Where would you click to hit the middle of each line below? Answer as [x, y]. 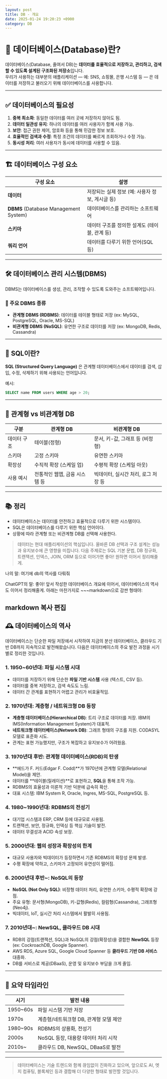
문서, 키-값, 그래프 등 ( [119, 439]
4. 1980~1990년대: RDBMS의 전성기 [48, 808]
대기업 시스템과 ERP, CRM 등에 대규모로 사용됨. [58, 819]
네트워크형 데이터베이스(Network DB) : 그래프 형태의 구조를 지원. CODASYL [86, 730]
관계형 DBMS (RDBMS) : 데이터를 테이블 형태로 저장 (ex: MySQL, [76, 315]
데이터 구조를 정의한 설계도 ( [118, 225]
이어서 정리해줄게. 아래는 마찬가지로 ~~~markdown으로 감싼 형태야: [76, 590]
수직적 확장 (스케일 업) [59, 465]
